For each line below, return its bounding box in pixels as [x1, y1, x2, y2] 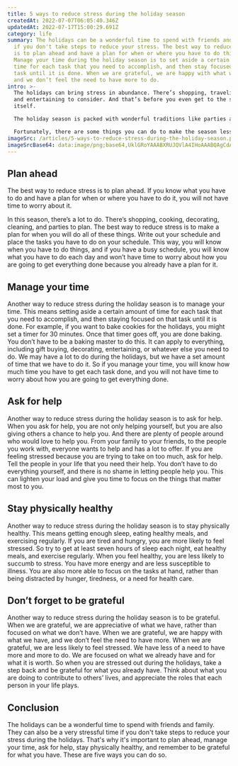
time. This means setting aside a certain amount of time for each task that [7, 308, 223, 315]
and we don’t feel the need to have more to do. [13, 76, 160, 84]
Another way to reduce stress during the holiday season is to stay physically [7, 522, 230, 530]
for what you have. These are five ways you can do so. [7, 750, 168, 759]
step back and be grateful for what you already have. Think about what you [7, 666, 227, 675]
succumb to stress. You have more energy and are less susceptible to [7, 559, 211, 568]
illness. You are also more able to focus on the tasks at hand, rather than [7, 566, 218, 575]
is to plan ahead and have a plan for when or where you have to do [13, 50, 220, 57]
